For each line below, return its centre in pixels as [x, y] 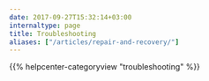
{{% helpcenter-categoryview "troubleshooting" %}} [105, 67]
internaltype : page [45, 26]
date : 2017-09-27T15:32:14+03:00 [71, 17]
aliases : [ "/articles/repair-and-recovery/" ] [94, 42]
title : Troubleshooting [53, 33]
